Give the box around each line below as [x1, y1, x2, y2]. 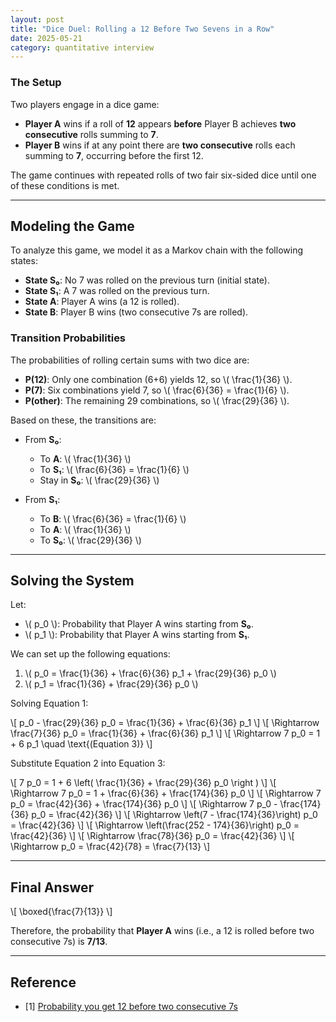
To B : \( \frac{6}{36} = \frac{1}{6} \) [39, 512, 187, 525]
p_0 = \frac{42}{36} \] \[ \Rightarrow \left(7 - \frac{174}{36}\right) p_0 [31, 809, 318, 821]
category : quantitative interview [10, 42, 155, 53]
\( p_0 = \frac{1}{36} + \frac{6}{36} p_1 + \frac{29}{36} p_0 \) [24, 667, 277, 680]
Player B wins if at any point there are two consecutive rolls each [24, 139, 296, 151]
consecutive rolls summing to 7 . [24, 128, 159, 140]
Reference [10, 974, 77, 991]
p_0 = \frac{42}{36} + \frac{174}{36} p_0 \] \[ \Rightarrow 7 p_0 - [10, 798, 278, 810]
